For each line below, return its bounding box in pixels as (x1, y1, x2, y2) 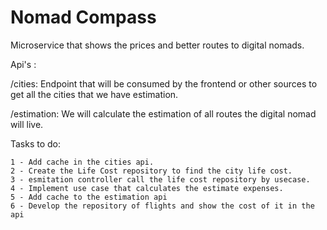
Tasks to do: (10, 137, 62, 150)
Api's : (10, 58, 37, 70)
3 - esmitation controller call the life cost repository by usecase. (10, 174, 311, 185)
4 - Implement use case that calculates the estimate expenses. (10, 183, 284, 193)
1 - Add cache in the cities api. (10, 157, 155, 167)
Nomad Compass (10, 6, 157, 29)
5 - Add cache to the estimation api (10, 192, 168, 202)
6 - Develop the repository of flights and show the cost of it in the (10, 201, 315, 211)
